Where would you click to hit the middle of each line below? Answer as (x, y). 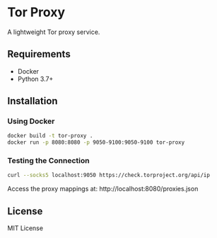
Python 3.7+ (35, 79)
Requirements (39, 54)
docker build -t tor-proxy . (50, 136)
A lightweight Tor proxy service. (54, 32)
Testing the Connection (48, 161)
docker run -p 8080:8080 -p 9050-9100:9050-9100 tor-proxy (96, 142)
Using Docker (31, 121)
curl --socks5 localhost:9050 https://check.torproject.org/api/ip (109, 175)
